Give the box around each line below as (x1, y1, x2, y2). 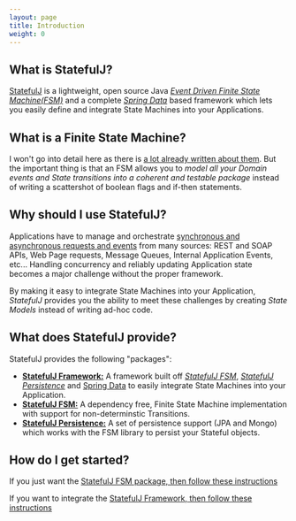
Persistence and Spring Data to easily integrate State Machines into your (21, 379, 286, 390)
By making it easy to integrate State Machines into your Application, (9, 285, 256, 296)
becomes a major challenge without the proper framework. (9, 268, 224, 279)
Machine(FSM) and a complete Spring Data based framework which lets (9, 95, 273, 106)
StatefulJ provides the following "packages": (9, 353, 172, 364)
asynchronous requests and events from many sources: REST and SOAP (9, 240, 273, 250)
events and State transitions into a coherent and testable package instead (9, 172, 280, 182)
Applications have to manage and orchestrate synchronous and (9, 231, 240, 241)
